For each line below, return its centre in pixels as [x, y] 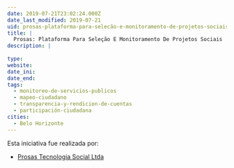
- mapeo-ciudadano [40, 98]
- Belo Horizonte [39, 123]
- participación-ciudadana [53, 110]
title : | [20, 33]
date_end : [22, 78]
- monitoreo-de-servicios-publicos [65, 91]
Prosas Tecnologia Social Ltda [61, 156]
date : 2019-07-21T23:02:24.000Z [54, 14]
